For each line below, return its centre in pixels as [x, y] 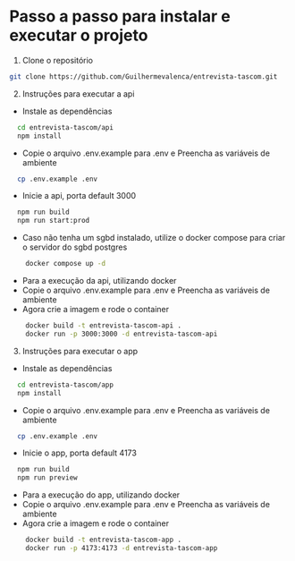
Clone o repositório [58, 60]
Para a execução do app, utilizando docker [101, 495]
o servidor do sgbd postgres [75, 247]
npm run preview [47, 478]
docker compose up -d [65, 264]
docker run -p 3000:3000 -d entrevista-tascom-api [122, 334]
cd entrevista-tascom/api [66, 127]
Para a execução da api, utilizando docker [99, 281]
